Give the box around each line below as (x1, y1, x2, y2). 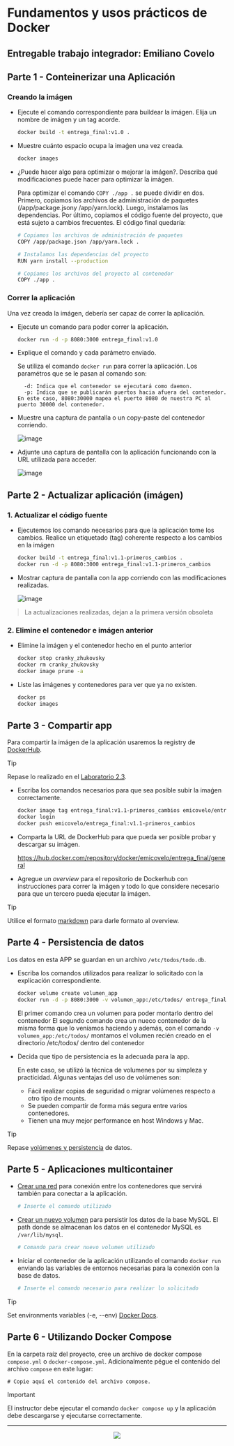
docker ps (17, 693, 47, 701)
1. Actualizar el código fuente (7, 510, 108, 519)
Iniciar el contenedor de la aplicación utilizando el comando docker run (17, 1257, 221, 1265)
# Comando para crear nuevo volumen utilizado (17, 1244, 155, 1251)
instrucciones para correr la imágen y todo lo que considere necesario (17, 882, 219, 890)
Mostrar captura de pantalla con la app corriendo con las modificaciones (17, 573, 226, 582)
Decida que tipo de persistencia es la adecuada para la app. (17, 1052, 190, 1061)
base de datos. (17, 1271, 61, 1280)
